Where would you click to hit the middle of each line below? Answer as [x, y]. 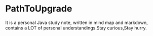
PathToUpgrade [39, 9]
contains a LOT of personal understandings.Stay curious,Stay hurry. [76, 27]
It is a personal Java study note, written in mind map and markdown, [76, 22]
